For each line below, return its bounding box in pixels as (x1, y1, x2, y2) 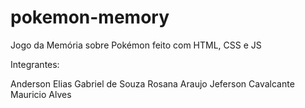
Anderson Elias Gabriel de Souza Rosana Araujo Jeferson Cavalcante (10, 77, 295, 90)
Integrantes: (10, 58, 60, 70)
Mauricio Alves (10, 88, 72, 100)
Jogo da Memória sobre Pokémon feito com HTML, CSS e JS (10, 39, 262, 51)
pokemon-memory (10, 6, 170, 29)
